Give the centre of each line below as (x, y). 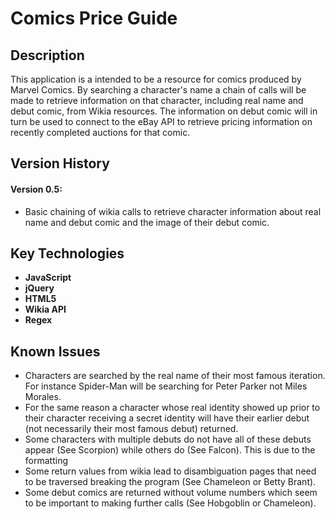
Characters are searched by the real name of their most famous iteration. (175, 376)
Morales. (43, 397)
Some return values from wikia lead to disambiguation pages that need (170, 471)
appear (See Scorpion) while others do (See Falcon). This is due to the (170, 450)
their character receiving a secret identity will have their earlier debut (167, 418)
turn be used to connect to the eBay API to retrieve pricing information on (161, 121)
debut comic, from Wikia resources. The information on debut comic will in (164, 111)
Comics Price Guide (94, 18)
